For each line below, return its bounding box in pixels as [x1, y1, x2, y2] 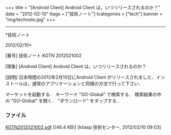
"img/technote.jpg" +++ [5, 17, 55, 22]
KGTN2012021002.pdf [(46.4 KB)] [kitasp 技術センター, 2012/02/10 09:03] [5, 124, 161, 130]
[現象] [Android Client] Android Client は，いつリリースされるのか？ [5, 63, 147, 69]
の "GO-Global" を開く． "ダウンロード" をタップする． [5, 98, 121, 103]
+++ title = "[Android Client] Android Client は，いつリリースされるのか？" [5, 5, 161, 10]
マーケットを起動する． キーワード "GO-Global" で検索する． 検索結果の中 [5, 91, 162, 97]
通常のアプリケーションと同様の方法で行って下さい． [32, 80, 144, 87]
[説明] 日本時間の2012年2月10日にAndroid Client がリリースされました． [5, 74, 156, 80]
